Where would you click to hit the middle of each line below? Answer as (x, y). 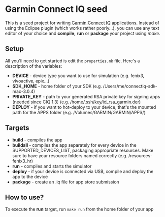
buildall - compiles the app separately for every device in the (74, 145)
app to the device (30, 176)
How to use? (25, 197)
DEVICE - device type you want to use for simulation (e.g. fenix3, (78, 76)
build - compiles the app (37, 140)
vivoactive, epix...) (31, 81)
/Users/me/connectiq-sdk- (130, 86)
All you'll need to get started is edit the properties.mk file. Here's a (73, 61)
